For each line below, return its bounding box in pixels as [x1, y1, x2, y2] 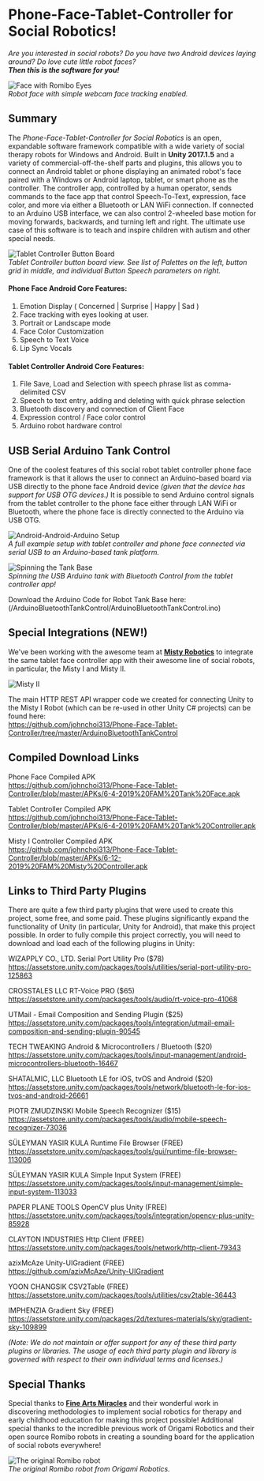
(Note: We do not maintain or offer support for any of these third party [8, 1338, 236, 1347]
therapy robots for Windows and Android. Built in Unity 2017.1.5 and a [8, 149, 235, 159]
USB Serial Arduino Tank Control [8, 444, 171, 458]
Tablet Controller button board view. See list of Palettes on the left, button [8, 257, 247, 266]
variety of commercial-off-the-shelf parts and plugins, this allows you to [8, 158, 243, 168]
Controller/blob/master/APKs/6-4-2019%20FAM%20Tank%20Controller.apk [8, 820, 256, 831]
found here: [8, 711, 46, 721]
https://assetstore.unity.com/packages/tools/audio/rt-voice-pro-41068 [8, 994, 238, 1004]
